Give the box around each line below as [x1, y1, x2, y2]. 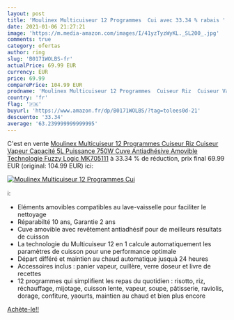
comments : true [7, 36, 52, 43]
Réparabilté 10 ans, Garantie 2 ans [17, 217, 116, 226]
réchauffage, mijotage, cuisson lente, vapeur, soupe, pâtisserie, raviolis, [17, 284, 224, 292]
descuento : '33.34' [7, 113, 64, 120]
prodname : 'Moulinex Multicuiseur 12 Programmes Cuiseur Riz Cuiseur [7, 88, 219, 95]
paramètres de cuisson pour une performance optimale [17, 247, 176, 255]
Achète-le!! [7, 305, 40, 313]
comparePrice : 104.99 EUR [7, 81, 82, 88]
